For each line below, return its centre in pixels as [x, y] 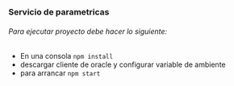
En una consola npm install [67, 56]
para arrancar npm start [60, 73]
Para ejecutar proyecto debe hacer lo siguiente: [88, 31]
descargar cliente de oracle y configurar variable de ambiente [123, 65]
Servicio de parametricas [59, 12]
